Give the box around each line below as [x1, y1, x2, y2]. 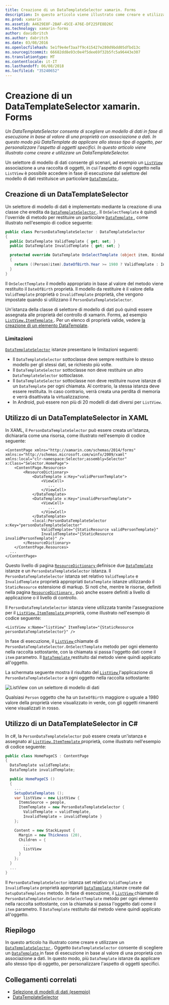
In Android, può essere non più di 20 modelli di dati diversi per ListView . [12, 399, 162, 405]
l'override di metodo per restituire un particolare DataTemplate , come [5, 214, 148, 220]
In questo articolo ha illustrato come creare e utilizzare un [5, 939, 125, 945]
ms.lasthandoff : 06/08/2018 [5, 64, 64, 69]
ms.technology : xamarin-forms [5, 26, 69, 31]
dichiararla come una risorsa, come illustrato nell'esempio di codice [5, 432, 145, 438]
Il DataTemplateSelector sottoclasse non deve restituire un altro [12, 367, 143, 373]
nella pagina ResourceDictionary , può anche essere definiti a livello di [5, 589, 150, 595]
